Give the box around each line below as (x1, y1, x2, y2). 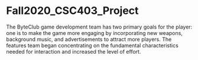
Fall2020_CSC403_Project (6, 4, 139, 17)
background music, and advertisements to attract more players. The (6, 36, 172, 43)
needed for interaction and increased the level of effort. (6, 48, 141, 55)
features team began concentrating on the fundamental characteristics (6, 42, 178, 49)
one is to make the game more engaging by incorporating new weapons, (6, 29, 183, 36)
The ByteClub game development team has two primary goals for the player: (6, 23, 193, 30)
